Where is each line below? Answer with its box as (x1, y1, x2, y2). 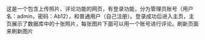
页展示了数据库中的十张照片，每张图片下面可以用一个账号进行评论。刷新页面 (6, 20, 199, 27)
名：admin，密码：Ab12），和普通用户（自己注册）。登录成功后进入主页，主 (6, 13, 195, 20)
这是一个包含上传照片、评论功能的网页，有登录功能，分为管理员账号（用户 (6, 5, 193, 12)
